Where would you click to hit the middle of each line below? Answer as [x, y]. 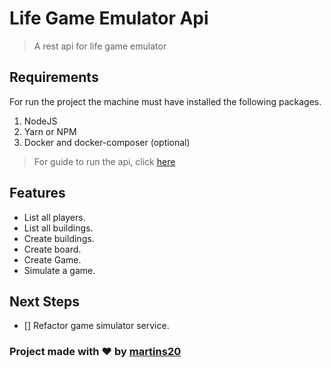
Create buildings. [59, 238]
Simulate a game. [59, 270]
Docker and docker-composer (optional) [107, 142]
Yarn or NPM [50, 131]
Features [37, 193]
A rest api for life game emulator [100, 46]
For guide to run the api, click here [104, 161]
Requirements [54, 77]
